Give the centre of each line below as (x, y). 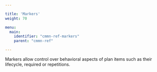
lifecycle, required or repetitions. (38, 64)
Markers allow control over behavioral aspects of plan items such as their (78, 59)
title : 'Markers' (23, 14)
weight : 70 (16, 18)
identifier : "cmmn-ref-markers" (47, 36)
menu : (10, 27)
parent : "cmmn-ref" (34, 41)
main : (15, 32)
